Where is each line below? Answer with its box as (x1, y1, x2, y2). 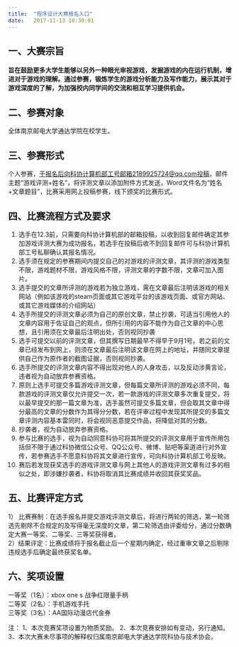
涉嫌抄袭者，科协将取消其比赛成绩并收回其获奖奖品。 (49, 469, 205, 478)
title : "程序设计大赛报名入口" (8, 10, 93, 18)
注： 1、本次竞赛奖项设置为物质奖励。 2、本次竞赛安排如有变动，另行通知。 (8, 623, 230, 631)
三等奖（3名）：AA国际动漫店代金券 (8, 608, 111, 617)
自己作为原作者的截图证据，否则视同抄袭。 (24, 354, 150, 362)
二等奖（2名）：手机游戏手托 (8, 600, 90, 608)
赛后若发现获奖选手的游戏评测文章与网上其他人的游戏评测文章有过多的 (18, 460, 224, 468)
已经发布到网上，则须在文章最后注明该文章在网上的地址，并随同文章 (24, 345, 224, 354)
